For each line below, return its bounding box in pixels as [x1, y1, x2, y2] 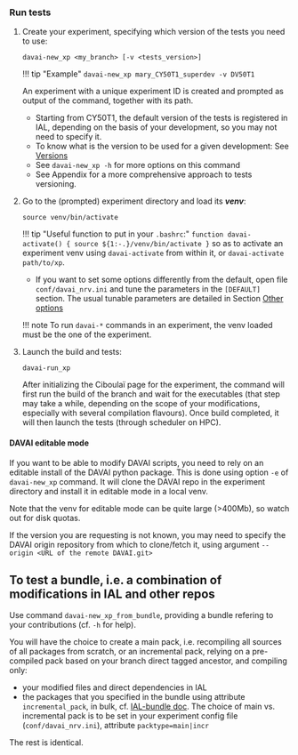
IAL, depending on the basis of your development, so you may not [35, 122, 278, 133]
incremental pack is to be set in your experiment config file [21, 711, 238, 721]
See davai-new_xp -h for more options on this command [35, 160, 241, 171]
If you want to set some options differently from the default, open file [35, 274, 288, 285]
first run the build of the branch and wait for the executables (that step [21, 389, 280, 399]
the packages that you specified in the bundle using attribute [21, 692, 246, 703]
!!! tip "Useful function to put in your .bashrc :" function [21, 229, 224, 239]
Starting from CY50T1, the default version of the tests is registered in [35, 113, 288, 124]
